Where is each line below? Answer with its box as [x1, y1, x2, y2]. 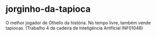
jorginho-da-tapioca [5, 3, 91, 15]
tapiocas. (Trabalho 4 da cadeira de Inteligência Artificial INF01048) [5, 25, 144, 31]
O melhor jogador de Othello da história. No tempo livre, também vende [5, 20, 151, 26]
